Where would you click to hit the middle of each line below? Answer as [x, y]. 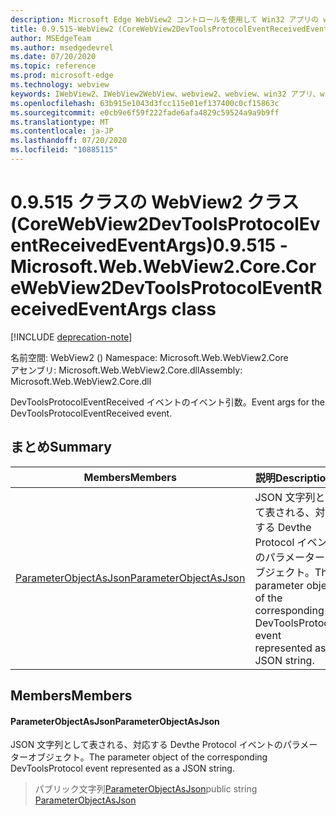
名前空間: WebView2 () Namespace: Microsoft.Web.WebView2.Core [149, 357]
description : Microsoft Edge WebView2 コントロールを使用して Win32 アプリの [165, 19]
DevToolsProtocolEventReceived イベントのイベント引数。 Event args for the [167, 402]
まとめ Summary [61, 447]
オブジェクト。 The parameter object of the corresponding [147, 757]
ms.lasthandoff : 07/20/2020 [69, 141]
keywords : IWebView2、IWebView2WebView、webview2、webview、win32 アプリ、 [165, 94]
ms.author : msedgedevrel [62, 47]
